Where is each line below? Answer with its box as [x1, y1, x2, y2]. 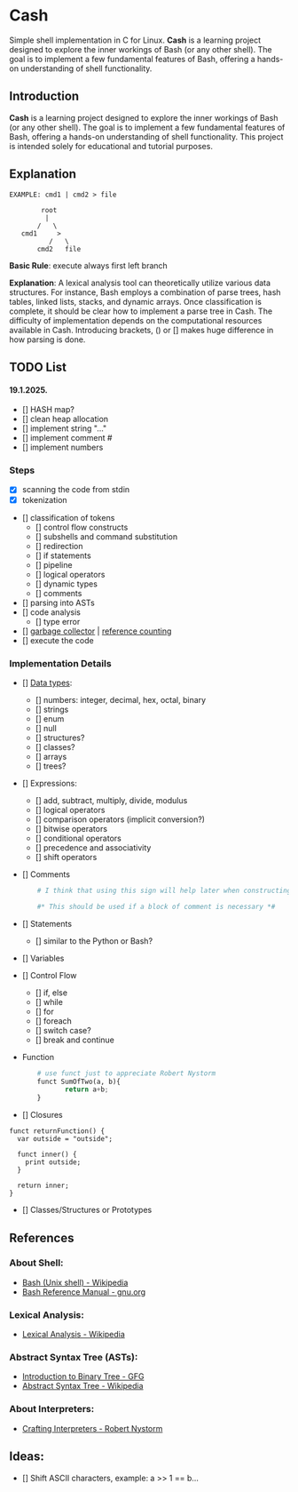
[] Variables [21, 953, 65, 963]
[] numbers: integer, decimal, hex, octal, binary [35, 694, 207, 705]
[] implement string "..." [21, 423, 107, 434]
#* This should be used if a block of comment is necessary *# [36, 902, 276, 911]
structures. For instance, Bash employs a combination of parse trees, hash [9, 286, 281, 298]
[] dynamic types [35, 578, 98, 589]
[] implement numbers [21, 442, 104, 453]
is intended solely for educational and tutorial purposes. [9, 140, 213, 151]
